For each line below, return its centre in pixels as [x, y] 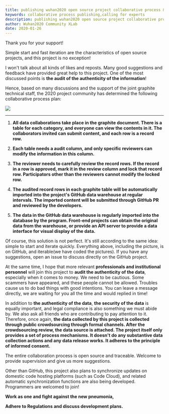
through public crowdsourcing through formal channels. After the [75, 324]
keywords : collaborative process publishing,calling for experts [75, 15]
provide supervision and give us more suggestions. [58, 361]
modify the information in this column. [53, 154]
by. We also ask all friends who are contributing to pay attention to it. [76, 314]
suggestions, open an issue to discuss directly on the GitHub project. [77, 257]
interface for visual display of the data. [54, 231]
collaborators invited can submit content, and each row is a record [83, 133]
